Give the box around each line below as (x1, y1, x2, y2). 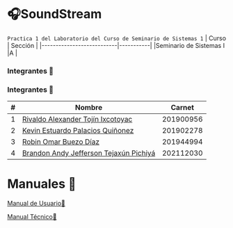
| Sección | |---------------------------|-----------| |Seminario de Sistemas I (7, 41, 225, 49)
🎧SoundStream (7, 6, 102, 22)
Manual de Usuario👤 (7, 199, 66, 208)
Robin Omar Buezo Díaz (22, 137, 99, 147)
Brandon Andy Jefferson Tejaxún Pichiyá (22, 148, 156, 158)
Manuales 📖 (7, 176, 77, 192)
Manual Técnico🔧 (7, 213, 57, 221)
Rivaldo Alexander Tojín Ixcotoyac (22, 115, 133, 124)
